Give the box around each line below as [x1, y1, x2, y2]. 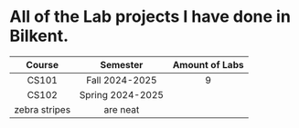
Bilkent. [9, 25, 69, 46]
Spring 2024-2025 [79, 88, 165, 101]
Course [26, 58, 59, 71]
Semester [100, 58, 144, 71]
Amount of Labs [172, 58, 244, 71]
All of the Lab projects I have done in [9, 6, 291, 27]
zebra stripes [14, 103, 71, 115]
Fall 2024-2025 [86, 74, 157, 86]
